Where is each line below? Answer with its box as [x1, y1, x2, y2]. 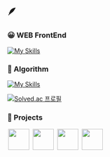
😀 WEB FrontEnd [7, 30, 67, 40]
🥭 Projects [7, 112, 43, 122]
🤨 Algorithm [7, 64, 49, 74]
